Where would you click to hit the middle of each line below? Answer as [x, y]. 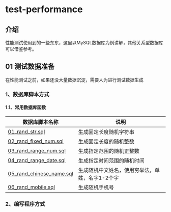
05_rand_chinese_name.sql [41, 173]
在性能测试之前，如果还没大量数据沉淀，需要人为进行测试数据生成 [74, 80]
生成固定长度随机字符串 [106, 132]
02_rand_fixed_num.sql [36, 141]
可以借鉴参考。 [21, 49]
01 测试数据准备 [30, 67]
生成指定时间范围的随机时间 [111, 161]
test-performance [44, 9]
